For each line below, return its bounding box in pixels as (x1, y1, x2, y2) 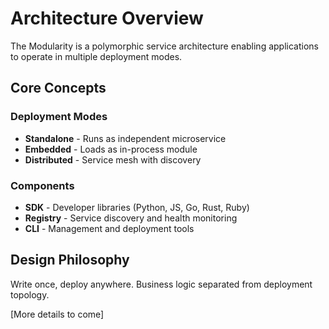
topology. (10, 288, 50, 301)
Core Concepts (10, 80, 107, 97)
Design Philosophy (10, 252, 130, 269)
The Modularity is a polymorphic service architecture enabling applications (10, 40, 319, 52)
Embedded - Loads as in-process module (24, 143, 198, 155)
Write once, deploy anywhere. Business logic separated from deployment (10, 278, 313, 290)
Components (10, 178, 75, 192)
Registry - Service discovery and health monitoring (24, 212, 238, 224)
